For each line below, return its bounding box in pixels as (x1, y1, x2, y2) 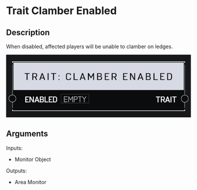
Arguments (6, 129, 49, 139)
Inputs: (6, 144, 23, 151)
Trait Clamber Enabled (6, 4, 117, 18)
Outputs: (6, 167, 28, 174)
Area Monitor (14, 178, 47, 185)
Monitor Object (14, 155, 51, 162)
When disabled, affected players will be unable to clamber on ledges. (6, 43, 173, 50)
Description (6, 28, 50, 38)
